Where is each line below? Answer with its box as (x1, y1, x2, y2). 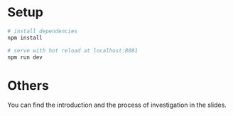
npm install (7, 34, 43, 41)
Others (7, 77, 50, 93)
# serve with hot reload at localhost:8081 (7, 47, 139, 54)
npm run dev (7, 54, 43, 61)
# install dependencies (7, 28, 78, 35)
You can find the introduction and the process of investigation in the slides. (7, 100, 227, 110)
